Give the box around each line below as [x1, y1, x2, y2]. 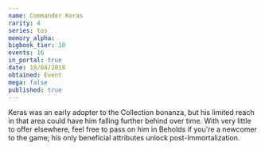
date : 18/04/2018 [8, 64, 66, 72]
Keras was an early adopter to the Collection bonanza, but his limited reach [8, 108, 255, 117]
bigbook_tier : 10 [8, 41, 66, 49]
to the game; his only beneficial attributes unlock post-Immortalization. [8, 133, 240, 143]
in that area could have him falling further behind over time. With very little [8, 116, 252, 126]
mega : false [8, 78, 48, 86]
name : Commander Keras [8, 11, 84, 20]
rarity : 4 [8, 19, 41, 27]
